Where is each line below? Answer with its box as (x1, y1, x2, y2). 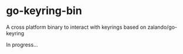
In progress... (6, 41, 38, 48)
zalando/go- (147, 23, 178, 31)
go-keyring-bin (6, 4, 82, 18)
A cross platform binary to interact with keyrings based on (6, 23, 147, 31)
